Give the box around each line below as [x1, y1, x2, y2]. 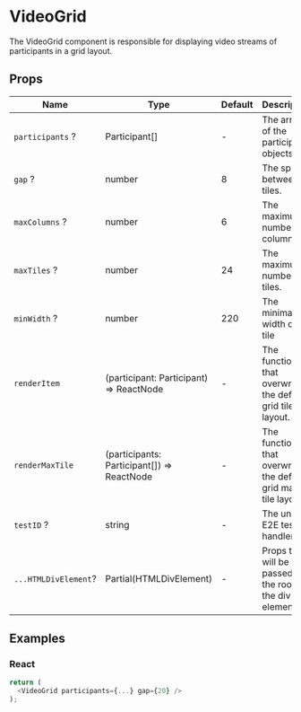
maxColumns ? [13, 215, 67, 228]
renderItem [13, 378, 60, 388]
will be [262, 555, 289, 567]
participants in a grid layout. [9, 45, 113, 56]
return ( [9, 678, 42, 688]
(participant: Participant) [105, 371, 209, 383]
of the [262, 124, 288, 136]
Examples [9, 631, 65, 646]
